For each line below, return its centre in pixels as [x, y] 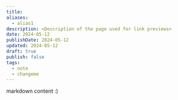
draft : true [21, 52]
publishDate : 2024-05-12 [38, 40]
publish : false [25, 57]
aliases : [17, 18]
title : [15, 12]
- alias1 [23, 23]
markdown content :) [32, 91]
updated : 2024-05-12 [32, 46]
